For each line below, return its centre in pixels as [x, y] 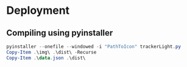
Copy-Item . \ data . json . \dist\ [46, 58]
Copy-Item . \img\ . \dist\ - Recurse [51, 52]
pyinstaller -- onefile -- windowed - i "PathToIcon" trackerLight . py [94, 46]
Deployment [38, 11]
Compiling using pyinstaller [60, 33]
